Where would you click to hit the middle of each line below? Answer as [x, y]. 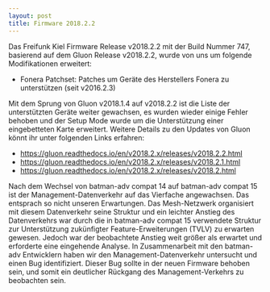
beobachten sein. [37, 280]
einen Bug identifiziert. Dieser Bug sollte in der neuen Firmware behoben [129, 263]
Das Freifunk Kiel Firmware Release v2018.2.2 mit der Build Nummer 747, [129, 46]
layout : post [30, 16]
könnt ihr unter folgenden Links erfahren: [77, 137]
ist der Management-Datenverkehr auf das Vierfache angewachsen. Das [129, 194]
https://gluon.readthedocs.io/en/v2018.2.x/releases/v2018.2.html [128, 170]
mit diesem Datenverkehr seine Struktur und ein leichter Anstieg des [122, 211]
